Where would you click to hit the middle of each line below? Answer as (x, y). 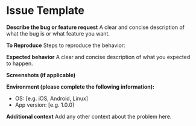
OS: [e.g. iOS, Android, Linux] (52, 98)
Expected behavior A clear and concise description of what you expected (98, 57)
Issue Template (45, 11)
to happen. (20, 63)
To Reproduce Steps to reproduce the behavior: (66, 45)
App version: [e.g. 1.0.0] (45, 105)
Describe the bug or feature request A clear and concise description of (96, 27)
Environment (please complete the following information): (81, 87)
